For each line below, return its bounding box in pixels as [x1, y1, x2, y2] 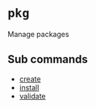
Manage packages [7, 29, 69, 39]
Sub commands [7, 52, 88, 66]
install [19, 82, 40, 92]
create [19, 74, 41, 84]
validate [19, 91, 46, 101]
